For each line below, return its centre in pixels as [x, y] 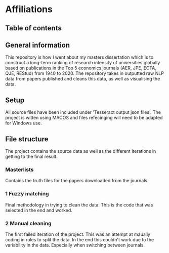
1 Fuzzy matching [27, 194]
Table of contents [33, 28]
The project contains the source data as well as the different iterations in [81, 151]
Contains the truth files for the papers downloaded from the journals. [77, 181]
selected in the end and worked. [39, 210]
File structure [27, 139]
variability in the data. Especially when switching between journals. [75, 245]
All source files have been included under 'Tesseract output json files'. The [83, 112]
